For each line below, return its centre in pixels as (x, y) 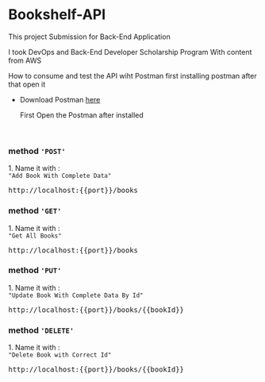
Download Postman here (60, 99)
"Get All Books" (35, 236)
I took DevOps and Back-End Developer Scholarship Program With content (130, 52)
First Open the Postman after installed (82, 115)
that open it (27, 84)
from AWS (25, 60)
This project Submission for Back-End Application (89, 37)
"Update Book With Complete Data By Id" (76, 295)
